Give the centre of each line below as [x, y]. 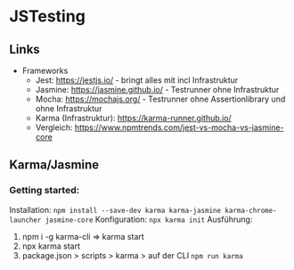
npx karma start [51, 246]
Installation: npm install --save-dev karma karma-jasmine [115, 209]
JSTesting [48, 16]
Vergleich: [54, 127]
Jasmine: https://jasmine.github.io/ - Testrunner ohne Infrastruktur [157, 90]
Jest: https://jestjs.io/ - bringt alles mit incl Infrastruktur [137, 80]
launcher [25, 220]
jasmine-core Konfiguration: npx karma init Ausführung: [149, 219]
